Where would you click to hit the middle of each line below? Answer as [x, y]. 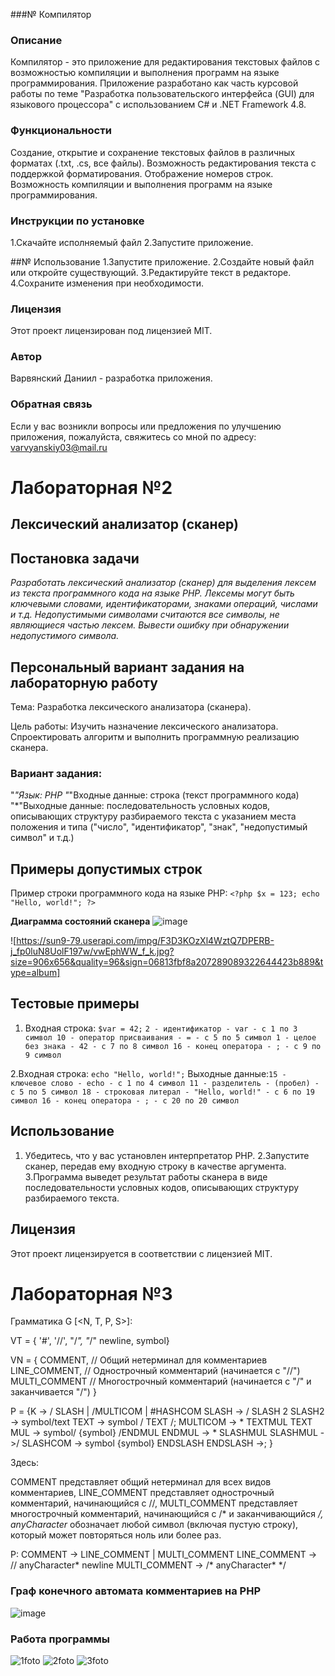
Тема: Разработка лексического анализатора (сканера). [131, 706]
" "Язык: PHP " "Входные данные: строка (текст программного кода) [155, 795]
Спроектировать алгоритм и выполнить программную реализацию [155, 736]
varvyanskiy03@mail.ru [59, 447]
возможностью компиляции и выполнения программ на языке [145, 73]
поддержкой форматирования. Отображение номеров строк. [142, 173]
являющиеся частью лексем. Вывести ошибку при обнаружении [150, 625]
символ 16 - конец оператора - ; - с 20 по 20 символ [125, 1100]
